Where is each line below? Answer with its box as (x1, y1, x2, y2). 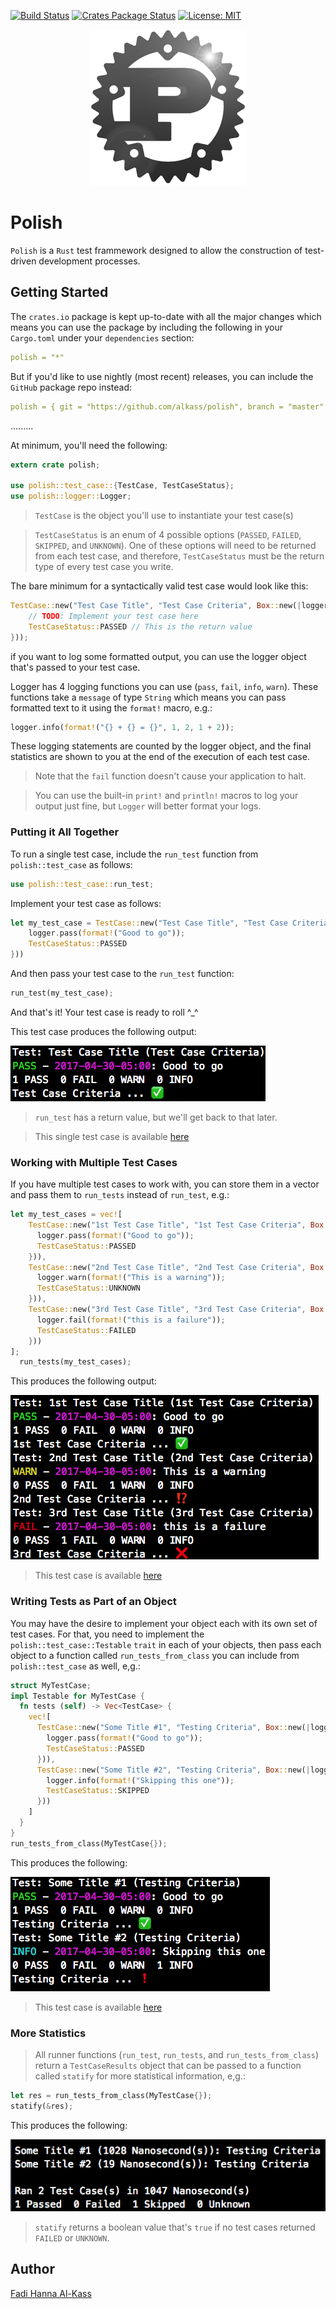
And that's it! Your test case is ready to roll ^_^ (10, 1006, 199, 1018)
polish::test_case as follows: (10, 858, 133, 870)
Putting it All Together (10, 825, 120, 839)
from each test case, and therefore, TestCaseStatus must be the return (34, 550, 325, 562)
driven (10, 255, 37, 267)
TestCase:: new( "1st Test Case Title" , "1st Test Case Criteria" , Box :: (28, 1220, 333, 1230)
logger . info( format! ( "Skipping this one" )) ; (46, 1775, 235, 1785)
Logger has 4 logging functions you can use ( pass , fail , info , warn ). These (10, 680, 319, 692)
